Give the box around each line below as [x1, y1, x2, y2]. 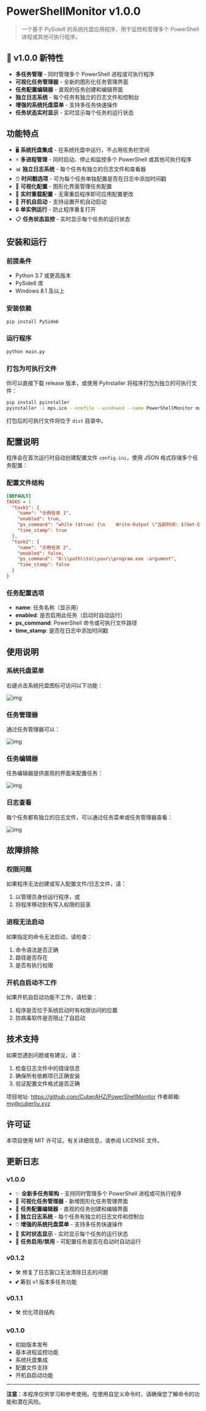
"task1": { [12, 504, 40, 511]
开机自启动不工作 [6, 978, 57, 987]
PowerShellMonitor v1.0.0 [6, 4, 141, 18]
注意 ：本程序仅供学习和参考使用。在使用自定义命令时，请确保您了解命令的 [6, 1391, 194, 1398]
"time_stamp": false [17, 561, 70, 568]
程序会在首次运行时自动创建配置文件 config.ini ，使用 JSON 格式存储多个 [6, 454, 193, 462]
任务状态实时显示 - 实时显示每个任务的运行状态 [15, 109, 134, 116]
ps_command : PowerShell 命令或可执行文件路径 [15, 619, 137, 626]
